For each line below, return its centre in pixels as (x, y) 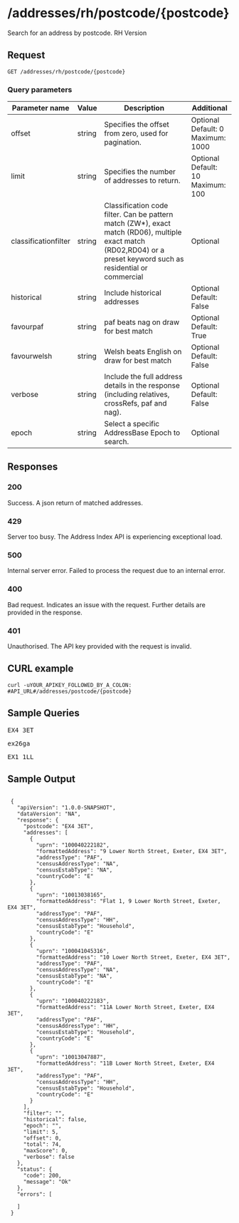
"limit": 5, (41, 1132)
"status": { (34, 1170)
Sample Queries (44, 713)
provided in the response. (45, 612)
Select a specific (132, 424)
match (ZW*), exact (137, 224)
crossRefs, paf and (136, 403)
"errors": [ (34, 1194)
